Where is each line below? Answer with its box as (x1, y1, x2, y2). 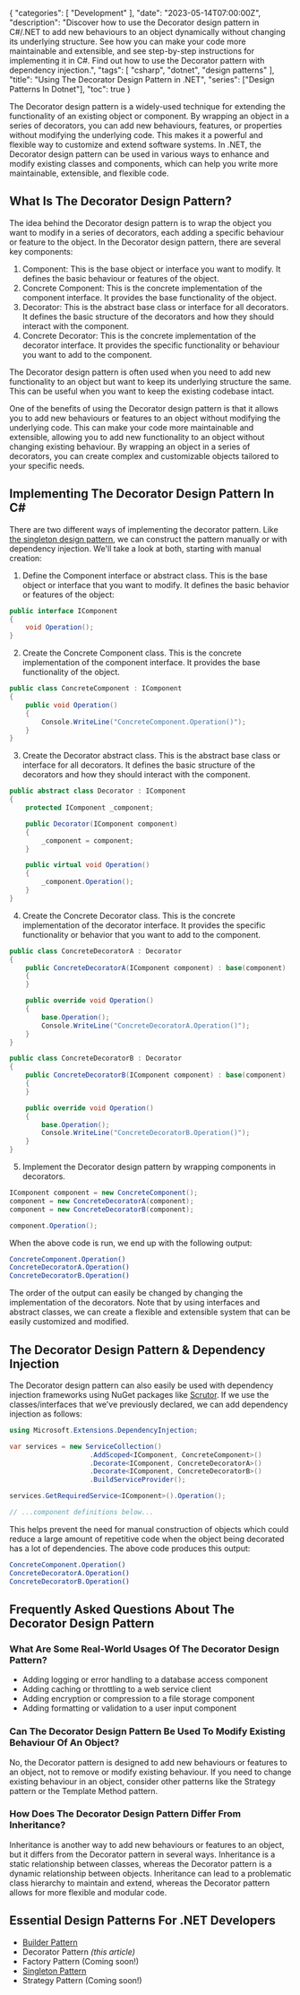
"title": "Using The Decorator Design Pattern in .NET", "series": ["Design (9, 74, 275, 84)
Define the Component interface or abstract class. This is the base (21, 569, 269, 581)
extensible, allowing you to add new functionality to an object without (9, 431, 265, 442)
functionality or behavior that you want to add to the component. (21, 929, 261, 940)
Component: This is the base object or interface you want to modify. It (21, 264, 281, 274)
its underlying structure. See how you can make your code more (9, 36, 246, 47)
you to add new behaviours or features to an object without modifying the (9, 412, 281, 423)
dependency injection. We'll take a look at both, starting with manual (9, 542, 261, 554)
